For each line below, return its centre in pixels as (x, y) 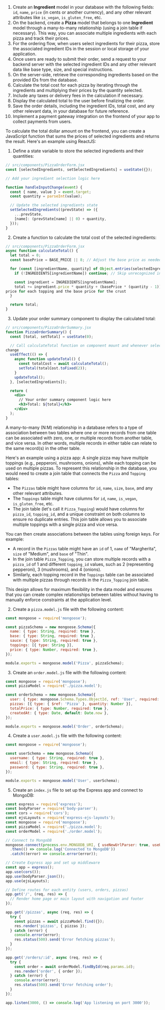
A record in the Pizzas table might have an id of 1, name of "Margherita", (84, 548)
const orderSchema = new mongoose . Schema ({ (51, 695)
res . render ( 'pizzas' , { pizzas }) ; (51, 926)
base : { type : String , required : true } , (53, 636)
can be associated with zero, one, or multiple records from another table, (79, 438)
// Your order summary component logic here (65, 400)
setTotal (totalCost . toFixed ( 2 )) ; (53, 368)
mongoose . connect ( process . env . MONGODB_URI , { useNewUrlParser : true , (78, 845)
